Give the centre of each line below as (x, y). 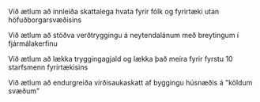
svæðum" (24, 91)
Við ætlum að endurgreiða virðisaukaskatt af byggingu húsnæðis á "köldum (130, 83)
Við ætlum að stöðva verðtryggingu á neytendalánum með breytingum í (124, 35)
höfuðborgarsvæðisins (45, 20)
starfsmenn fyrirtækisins (48, 67)
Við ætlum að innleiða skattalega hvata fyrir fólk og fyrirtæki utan (114, 11)
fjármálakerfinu (33, 43)
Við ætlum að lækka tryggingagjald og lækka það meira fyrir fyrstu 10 (121, 59)
